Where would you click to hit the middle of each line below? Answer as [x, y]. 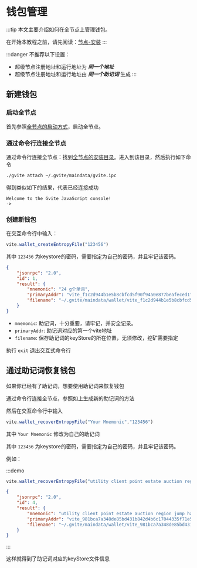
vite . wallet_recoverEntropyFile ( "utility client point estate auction [94, 481]
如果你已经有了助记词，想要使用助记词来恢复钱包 [65, 386]
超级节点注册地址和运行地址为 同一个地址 [64, 67]
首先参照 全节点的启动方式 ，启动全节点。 [55, 126]
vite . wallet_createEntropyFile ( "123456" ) [57, 245]
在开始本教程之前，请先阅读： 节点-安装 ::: [57, 42]
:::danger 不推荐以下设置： [38, 54]
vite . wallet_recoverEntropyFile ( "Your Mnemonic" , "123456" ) [80, 422]
